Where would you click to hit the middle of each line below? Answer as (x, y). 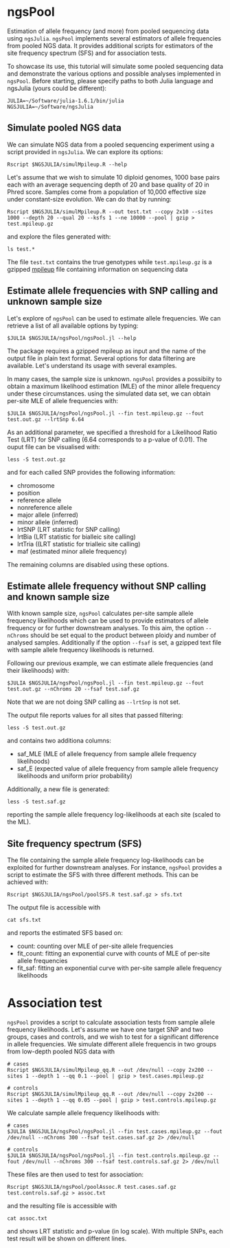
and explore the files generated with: (59, 236)
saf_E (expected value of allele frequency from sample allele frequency (117, 768)
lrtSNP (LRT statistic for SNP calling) (68, 529)
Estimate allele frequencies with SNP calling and (113, 291)
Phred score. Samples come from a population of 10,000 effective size (107, 192)
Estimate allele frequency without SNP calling (107, 586)
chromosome (36, 485)
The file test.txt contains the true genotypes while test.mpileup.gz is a (110, 261)
